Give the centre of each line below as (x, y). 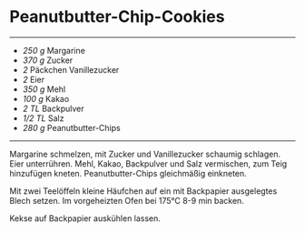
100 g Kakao (46, 98)
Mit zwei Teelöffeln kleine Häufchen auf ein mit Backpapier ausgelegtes (143, 191)
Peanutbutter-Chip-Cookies (117, 17)
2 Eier (34, 79)
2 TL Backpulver (53, 108)
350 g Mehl (44, 89)
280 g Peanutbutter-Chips (71, 127)
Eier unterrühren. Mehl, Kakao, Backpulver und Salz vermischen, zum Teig (148, 163)
